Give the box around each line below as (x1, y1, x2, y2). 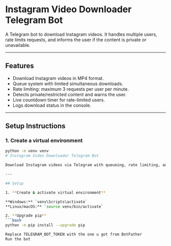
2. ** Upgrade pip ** (5, 213, 47, 218)
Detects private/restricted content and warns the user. (12, 91, 127, 97)
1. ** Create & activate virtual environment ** (5, 190, 106, 195)
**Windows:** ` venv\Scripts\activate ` (5, 199, 88, 204)
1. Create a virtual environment (5, 137, 83, 144)
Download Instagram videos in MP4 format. (12, 75, 104, 81)
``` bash (5, 218, 22, 223)
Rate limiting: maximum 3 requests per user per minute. (12, 86, 129, 92)
